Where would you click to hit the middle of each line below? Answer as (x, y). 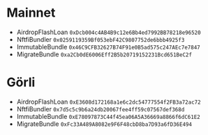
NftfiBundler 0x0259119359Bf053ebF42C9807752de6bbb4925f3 (101, 39)
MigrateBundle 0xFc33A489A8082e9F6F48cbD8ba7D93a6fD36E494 (104, 124)
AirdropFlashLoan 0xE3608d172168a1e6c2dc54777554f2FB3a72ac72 (109, 102)
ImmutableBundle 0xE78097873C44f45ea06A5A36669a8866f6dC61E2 (108, 116)
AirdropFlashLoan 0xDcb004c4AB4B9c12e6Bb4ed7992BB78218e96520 (109, 32)
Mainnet (31, 13)
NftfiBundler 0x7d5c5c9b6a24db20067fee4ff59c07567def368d (101, 109)
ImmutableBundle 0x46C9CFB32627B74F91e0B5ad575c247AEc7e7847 (108, 47)
